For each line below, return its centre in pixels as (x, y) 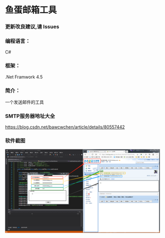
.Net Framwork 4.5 (24, 77)
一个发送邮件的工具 (25, 102)
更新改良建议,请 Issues (32, 27)
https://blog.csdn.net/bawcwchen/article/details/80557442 (65, 127)
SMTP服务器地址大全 (30, 116)
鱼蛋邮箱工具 (31, 10)
